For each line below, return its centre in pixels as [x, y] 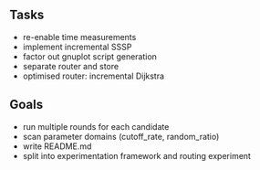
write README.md [57, 146]
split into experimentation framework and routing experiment [136, 155]
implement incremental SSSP [77, 47]
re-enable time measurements [79, 37]
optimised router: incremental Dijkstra [94, 76]
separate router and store [71, 66]
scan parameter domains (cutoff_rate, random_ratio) [121, 136]
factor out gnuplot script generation [90, 56]
